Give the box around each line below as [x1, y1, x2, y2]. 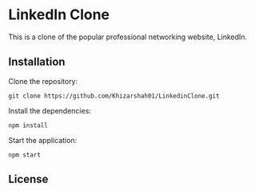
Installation [8, 55, 66, 69]
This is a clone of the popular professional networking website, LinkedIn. [8, 32, 248, 42]
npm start [8, 150, 42, 159]
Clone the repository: [8, 76, 78, 86]
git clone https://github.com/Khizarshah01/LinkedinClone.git [8, 92, 220, 100]
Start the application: [8, 135, 78, 145]
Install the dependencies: [8, 105, 92, 115]
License [8, 173, 49, 186]
